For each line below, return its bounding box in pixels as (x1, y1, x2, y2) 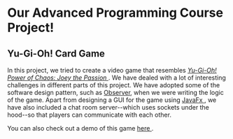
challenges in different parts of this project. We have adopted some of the (7, 81, 220, 89)
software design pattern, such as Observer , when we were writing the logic (7, 89, 224, 96)
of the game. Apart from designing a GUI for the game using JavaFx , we (7, 96, 217, 104)
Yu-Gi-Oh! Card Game (7, 47, 105, 59)
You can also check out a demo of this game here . (7, 124, 154, 132)
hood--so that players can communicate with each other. (7, 110, 171, 119)
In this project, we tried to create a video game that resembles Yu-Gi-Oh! (7, 66, 217, 74)
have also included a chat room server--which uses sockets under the (7, 103, 210, 111)
